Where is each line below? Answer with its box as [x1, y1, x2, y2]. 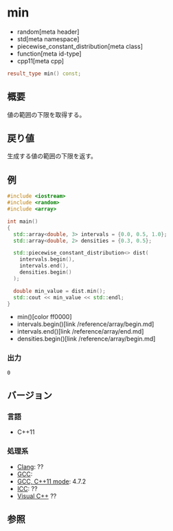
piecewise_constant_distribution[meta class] [16, 42, 143, 50]
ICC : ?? [16, 484, 38, 492]
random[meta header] [16, 28, 80, 36]
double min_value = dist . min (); [13, 288, 106, 294]
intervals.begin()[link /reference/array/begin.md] [16, 320, 154, 328]
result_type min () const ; [7, 70, 81, 77]
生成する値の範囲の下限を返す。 [7, 152, 97, 160]
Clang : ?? [16, 462, 44, 470]
